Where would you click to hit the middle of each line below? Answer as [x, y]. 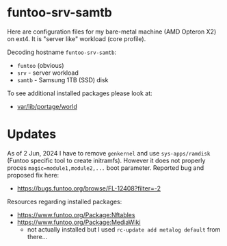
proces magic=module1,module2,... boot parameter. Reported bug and [106, 168]
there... [37, 236]
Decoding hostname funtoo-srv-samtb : [62, 52]
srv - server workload [48, 73]
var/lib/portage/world [47, 106]
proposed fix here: [33, 175]
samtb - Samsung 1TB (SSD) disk [63, 79]
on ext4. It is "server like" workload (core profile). [77, 38]
